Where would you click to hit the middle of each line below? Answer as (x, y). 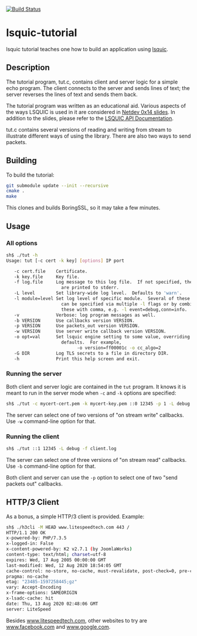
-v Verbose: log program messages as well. (85, 315)
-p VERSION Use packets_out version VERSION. (77, 326)
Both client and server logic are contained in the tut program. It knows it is (96, 387)
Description (28, 68)
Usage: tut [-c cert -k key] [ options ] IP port (65, 261)
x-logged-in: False (30, 544)
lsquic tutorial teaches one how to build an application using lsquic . (87, 49)
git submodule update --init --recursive (57, 185)
